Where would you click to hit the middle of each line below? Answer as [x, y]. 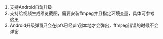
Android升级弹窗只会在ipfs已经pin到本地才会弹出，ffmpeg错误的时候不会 [84, 25]
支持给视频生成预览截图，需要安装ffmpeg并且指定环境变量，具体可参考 [82, 13]
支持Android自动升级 [31, 7]
